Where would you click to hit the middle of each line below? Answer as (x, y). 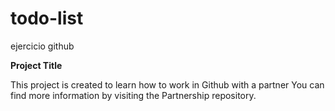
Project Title (36, 65)
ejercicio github (42, 46)
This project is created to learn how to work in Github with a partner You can (167, 84)
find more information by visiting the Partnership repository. (133, 95)
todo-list (47, 18)
